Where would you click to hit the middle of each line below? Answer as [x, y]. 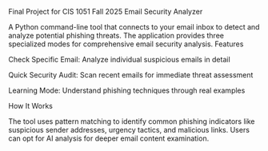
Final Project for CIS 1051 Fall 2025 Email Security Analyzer [106, 12]
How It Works [31, 106]
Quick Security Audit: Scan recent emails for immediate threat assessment [131, 75]
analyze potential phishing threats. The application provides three [116, 36]
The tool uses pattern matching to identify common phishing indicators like [132, 121]
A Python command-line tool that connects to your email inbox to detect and [134, 27]
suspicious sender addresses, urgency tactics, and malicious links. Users [129, 130]
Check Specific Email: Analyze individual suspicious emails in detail [119, 60]
